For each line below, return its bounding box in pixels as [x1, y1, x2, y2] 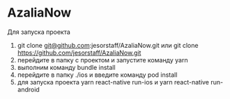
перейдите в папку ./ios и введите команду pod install [17, 71, 178, 79]
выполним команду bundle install [17, 63, 116, 71]
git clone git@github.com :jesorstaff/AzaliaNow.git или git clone [17, 41, 199, 49]
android [17, 85, 40, 93]
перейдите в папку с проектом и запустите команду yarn [17, 55, 188, 64]
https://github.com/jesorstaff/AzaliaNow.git [17, 48, 141, 57]
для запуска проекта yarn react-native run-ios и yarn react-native [17, 78, 210, 86]
